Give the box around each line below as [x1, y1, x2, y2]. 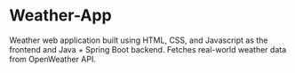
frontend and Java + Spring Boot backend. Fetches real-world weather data [9, 44, 287, 54]
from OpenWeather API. [9, 53, 96, 64]
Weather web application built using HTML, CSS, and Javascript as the [9, 35, 268, 45]
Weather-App [9, 5, 113, 26]
